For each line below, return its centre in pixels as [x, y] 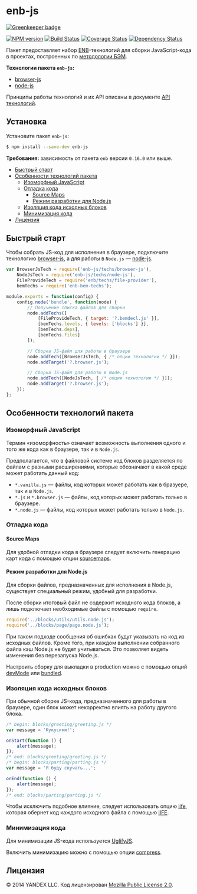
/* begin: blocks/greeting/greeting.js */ [59, 724]
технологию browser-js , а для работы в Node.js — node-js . [79, 258]
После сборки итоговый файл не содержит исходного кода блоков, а [93, 602]
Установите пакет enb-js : [38, 136]
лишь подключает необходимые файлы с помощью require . [82, 608]
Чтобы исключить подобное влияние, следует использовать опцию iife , [97, 806]
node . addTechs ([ [47, 313]
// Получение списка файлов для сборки [76, 307]
